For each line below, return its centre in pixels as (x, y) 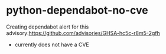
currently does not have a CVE (52, 45)
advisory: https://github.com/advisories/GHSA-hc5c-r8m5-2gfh (83, 33)
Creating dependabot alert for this (48, 27)
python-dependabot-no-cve (77, 10)
